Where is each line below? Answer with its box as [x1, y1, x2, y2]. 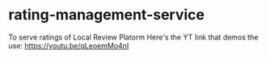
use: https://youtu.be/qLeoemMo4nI [8, 40, 129, 50]
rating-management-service [8, 6, 205, 24]
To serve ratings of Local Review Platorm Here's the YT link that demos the [8, 32, 259, 42]
